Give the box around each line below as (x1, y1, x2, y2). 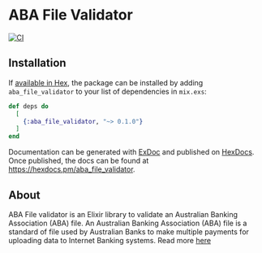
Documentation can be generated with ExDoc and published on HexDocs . (8, 147, 255, 157)
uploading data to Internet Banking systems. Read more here (8, 235, 212, 245)
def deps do (8, 102, 49, 111)
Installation (8, 56, 67, 70)
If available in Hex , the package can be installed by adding (8, 77, 204, 87)
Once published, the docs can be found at (8, 156, 149, 166)
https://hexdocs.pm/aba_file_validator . (8, 164, 135, 174)
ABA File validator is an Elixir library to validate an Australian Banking (8, 209, 238, 219)
